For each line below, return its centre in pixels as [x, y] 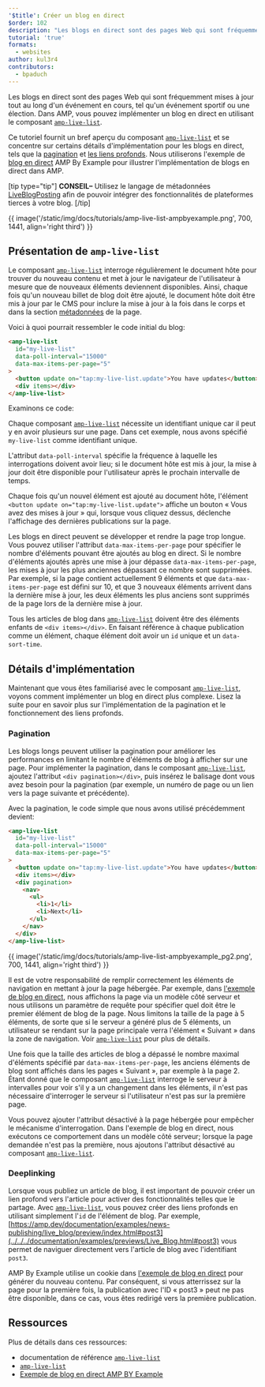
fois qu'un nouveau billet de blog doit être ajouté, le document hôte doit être [132, 295]
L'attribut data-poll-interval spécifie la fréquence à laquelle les [113, 455]
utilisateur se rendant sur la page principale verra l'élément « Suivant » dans [132, 1030]
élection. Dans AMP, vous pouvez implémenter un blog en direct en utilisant [131, 113]
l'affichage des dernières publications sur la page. [90, 521]
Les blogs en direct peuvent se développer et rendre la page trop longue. [127, 537]
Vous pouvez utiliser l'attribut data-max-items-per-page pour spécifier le [125, 545]
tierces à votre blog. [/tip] [49, 203]
